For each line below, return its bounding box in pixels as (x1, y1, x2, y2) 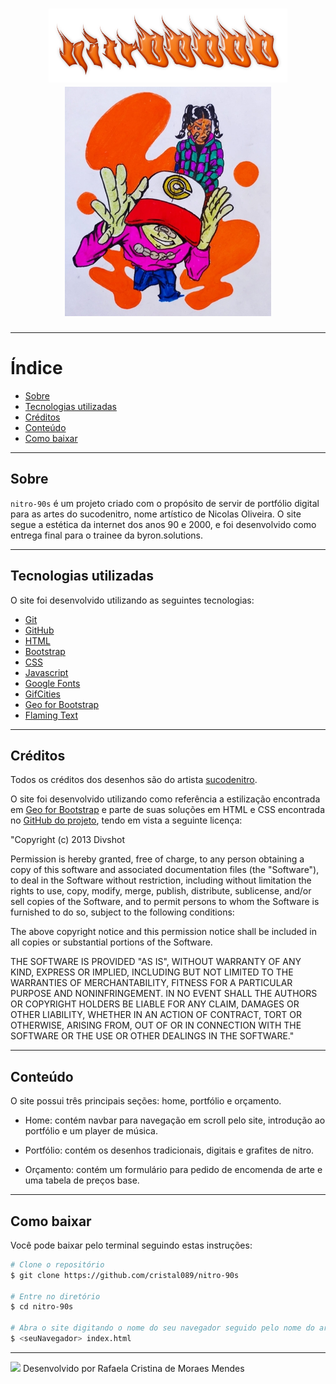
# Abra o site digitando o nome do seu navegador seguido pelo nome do (10, 1323, 315, 1333)
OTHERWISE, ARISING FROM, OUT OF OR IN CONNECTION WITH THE (10, 1019, 302, 1032)
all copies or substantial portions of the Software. (10, 936, 213, 948)
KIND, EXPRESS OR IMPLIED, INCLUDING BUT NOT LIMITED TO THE (10, 966, 294, 978)
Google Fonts (24, 677, 81, 689)
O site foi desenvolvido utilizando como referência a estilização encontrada (10, 793, 321, 805)
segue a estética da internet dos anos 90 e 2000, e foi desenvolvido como (10, 518, 317, 530)
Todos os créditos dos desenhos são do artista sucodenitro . (10, 774, 258, 786)
